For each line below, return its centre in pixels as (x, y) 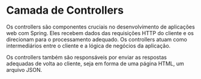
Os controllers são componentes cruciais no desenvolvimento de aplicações (100, 27)
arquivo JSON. (24, 69)
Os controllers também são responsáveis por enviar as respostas (86, 57)
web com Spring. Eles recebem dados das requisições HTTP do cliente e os (100, 33)
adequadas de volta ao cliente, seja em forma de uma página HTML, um (95, 64)
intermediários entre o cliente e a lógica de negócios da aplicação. (88, 46)
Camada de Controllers (65, 10)
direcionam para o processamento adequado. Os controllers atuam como (97, 39)
